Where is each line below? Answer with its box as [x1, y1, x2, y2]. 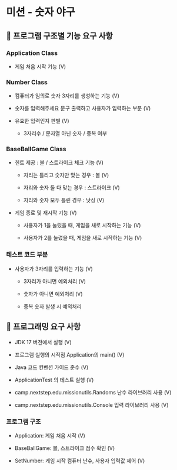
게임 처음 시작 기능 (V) [14, 63, 66, 70]
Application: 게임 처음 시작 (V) [14, 432, 85, 439]
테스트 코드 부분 [6, 250, 48, 259]
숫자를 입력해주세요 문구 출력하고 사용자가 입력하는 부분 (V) [14, 105, 151, 112]
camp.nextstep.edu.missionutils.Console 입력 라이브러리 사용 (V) [14, 401, 169, 408]
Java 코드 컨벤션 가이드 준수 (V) [14, 364, 89, 371]
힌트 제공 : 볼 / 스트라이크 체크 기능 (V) [14, 159, 104, 166]
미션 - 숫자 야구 [6, 5, 75, 19]
